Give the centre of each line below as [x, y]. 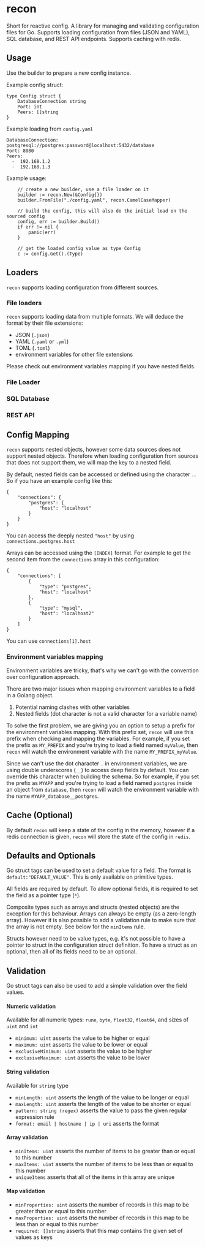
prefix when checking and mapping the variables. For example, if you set [98, 738]
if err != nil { [38, 227]
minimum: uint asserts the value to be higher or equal [82, 1038]
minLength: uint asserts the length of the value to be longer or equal [102, 1097]
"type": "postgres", [65, 587]
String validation [28, 1072]
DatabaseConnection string [52, 101]
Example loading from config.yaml [50, 129]
